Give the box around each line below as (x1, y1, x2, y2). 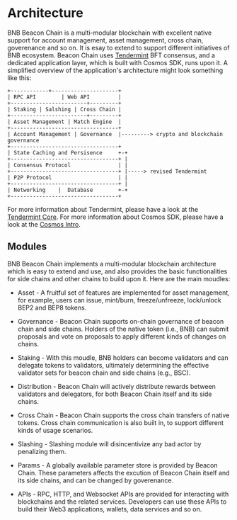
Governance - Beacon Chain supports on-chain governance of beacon (17, 317, 224, 325)
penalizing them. (17, 447, 67, 456)
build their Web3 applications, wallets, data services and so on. (17, 504, 202, 513)
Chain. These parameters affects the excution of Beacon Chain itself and (17, 468, 230, 477)
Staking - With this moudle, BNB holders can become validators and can (17, 353, 229, 362)
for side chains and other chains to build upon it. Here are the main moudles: (7, 274, 231, 283)
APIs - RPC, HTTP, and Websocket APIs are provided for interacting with (17, 490, 229, 498)
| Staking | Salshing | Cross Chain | (7, 106, 122, 113)
